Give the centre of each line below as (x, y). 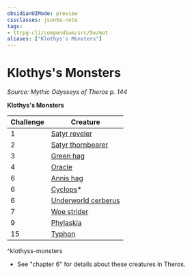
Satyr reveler (72, 134)
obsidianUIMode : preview (42, 13)
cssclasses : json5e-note (42, 20)
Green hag (68, 156)
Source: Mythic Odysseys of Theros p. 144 (67, 92)
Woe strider (70, 212)
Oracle (62, 167)
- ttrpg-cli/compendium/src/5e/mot (58, 33)
